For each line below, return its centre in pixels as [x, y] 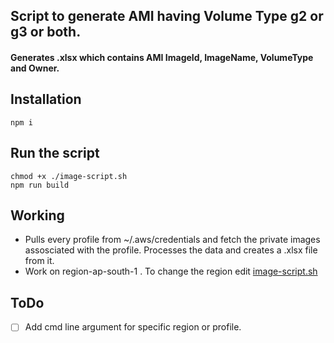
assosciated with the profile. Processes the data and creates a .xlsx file [171, 250]
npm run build [40, 185]
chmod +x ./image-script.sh [69, 176]
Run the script [55, 153]
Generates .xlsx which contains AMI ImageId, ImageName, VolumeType [162, 57]
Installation [46, 99]
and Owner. [35, 68]
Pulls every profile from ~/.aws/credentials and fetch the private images [172, 240]
